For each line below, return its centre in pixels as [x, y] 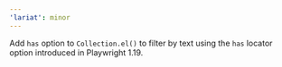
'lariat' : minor [40, 17]
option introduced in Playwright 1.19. [76, 52]
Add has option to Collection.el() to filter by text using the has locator [141, 43]
